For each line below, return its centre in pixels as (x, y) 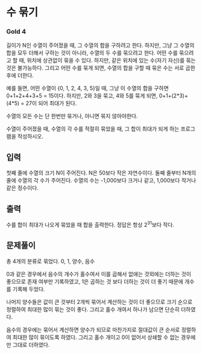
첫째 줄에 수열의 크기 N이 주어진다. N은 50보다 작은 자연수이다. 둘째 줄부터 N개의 (101, 173)
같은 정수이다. (23, 188)
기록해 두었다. (29, 289)
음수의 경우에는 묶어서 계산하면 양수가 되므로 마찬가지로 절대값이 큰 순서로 (93, 329)
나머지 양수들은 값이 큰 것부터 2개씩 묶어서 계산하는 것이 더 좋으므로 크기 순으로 (99, 302)
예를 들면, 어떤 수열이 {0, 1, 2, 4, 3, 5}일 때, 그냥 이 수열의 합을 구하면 (87, 88)
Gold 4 (16, 32)
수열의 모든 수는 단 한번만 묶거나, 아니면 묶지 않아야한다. (72, 116)
